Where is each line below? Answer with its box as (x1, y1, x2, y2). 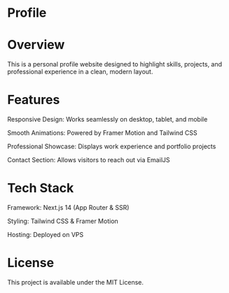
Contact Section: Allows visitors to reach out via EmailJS (7, 156, 170, 164)
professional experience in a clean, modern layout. (7, 68, 153, 76)
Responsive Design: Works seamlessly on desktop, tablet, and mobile (7, 115, 208, 124)
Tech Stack (7, 180, 74, 196)
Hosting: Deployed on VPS (7, 231, 84, 238)
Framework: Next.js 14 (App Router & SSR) (7, 203, 130, 211)
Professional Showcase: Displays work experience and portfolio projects (7, 142, 216, 151)
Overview (7, 37, 65, 53)
